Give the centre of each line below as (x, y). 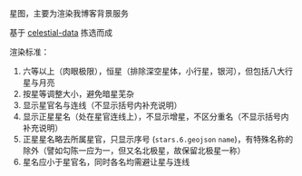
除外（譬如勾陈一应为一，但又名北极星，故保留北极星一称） (134, 151)
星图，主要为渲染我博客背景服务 (69, 13)
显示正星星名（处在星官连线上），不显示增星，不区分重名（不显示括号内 (156, 117)
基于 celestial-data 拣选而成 (61, 33)
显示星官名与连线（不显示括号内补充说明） (102, 105)
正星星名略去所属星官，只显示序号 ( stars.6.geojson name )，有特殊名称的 (157, 139)
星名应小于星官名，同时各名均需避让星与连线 (106, 162)
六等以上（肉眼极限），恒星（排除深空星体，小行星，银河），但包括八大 (154, 71)
